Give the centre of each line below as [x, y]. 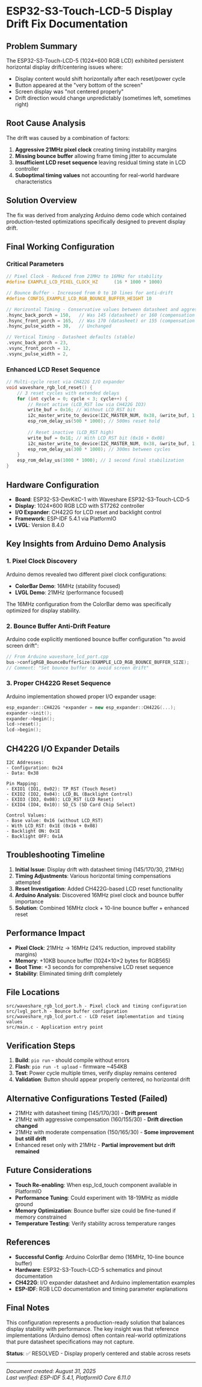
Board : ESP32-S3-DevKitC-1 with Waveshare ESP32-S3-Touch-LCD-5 [102, 499]
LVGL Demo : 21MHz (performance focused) [69, 592]
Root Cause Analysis [46, 123]
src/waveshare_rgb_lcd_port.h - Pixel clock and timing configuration [96, 1006]
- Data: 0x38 [23, 773]
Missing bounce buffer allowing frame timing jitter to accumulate [96, 156]
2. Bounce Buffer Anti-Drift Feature [58, 626]
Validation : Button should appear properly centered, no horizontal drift [103, 1079]
